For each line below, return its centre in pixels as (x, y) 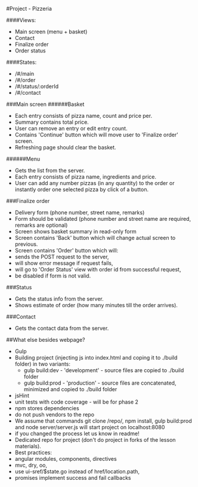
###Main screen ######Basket (45, 104)
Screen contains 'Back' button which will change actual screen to (95, 238)
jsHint (22, 396)
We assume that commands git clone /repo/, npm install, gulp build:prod (103, 421)
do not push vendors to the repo (54, 414)
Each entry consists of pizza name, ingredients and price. (86, 177)
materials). (28, 446)
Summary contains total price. (52, 122)
